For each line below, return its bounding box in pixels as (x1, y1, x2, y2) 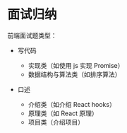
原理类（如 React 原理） (28, 109, 99, 117)
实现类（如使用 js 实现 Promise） (28, 61, 124, 69)
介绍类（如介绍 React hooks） (28, 100, 116, 108)
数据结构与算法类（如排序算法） (28, 70, 121, 79)
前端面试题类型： (7, 31, 57, 40)
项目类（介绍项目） (28, 117, 85, 126)
